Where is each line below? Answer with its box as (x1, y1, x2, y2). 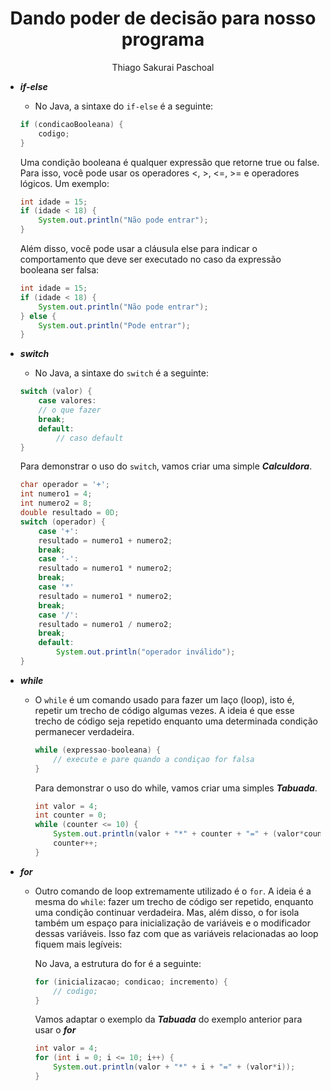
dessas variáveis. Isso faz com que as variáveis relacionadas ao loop (34, 927, 319, 939)
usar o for (34, 1024, 77, 1036)
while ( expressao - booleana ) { (34, 745, 162, 755)
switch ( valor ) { (19, 387, 93, 397)
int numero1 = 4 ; (19, 489, 93, 499)
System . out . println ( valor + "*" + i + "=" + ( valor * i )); (53, 1062, 296, 1072)
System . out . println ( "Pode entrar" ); (38, 320, 191, 331)
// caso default (56, 433, 124, 443)
